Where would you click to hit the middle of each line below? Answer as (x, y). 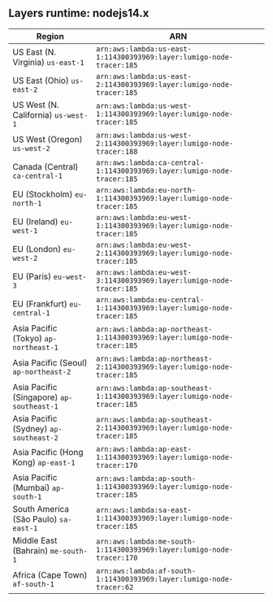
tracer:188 (117, 151)
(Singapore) (35, 397)
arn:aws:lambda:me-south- (146, 541)
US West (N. (36, 105)
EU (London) (37, 249)
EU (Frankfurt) (40, 304)
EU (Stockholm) (43, 194)
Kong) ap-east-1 (44, 462)
